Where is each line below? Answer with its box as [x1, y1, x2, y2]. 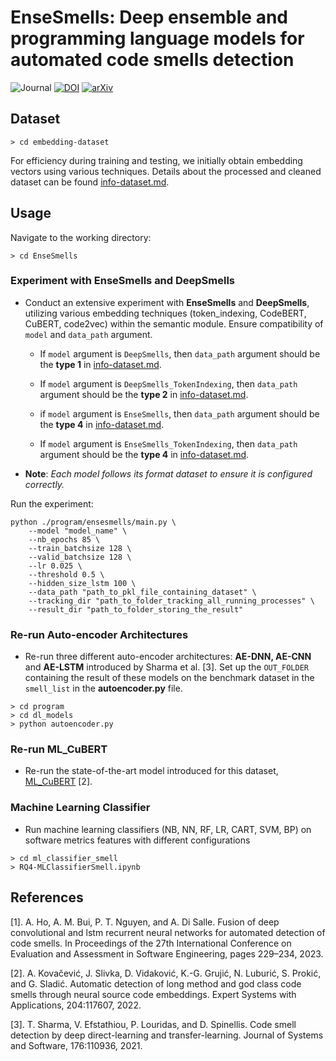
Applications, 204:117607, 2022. [10, 999, 142, 1011]
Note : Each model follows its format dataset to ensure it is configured [24, 467, 313, 480]
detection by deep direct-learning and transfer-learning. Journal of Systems [10, 1029, 324, 1041]
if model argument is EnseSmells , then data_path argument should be [39, 407, 320, 420]
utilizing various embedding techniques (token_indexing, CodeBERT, [24, 307, 307, 319]
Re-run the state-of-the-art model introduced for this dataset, [24, 765, 279, 777]
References [10, 889, 84, 906]
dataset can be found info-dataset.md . [10, 176, 170, 188]
